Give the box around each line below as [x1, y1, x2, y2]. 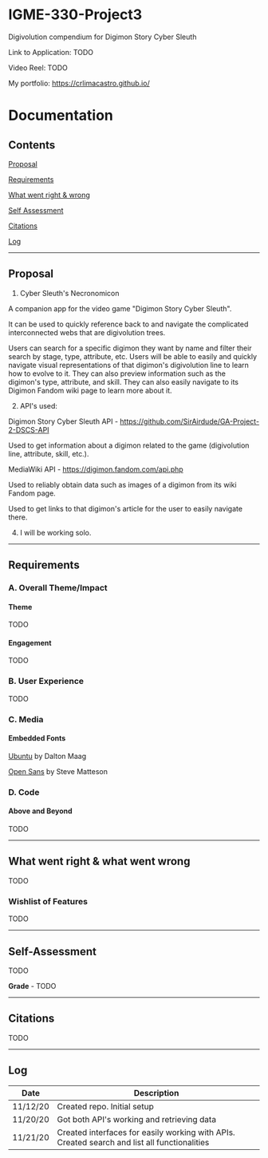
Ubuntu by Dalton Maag [8, 751, 87, 761]
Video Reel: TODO [8, 62, 68, 73]
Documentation [8, 106, 114, 124]
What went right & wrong [8, 190, 90, 200]
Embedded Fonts [8, 733, 66, 743]
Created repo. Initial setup [57, 1101, 154, 1112]
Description [133, 1087, 179, 1098]
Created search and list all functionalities [57, 1136, 210, 1148]
